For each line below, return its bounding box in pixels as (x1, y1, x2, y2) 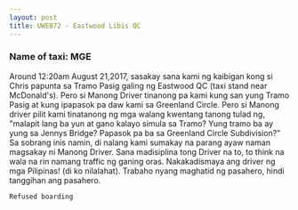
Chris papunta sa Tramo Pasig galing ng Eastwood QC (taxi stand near (9, 80, 268, 91)
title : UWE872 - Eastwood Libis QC (9, 21, 141, 30)
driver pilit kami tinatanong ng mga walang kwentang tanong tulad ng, (9, 109, 265, 119)
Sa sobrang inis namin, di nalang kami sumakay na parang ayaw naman (9, 137, 271, 148)
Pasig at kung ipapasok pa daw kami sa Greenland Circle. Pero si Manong (9, 99, 280, 109)
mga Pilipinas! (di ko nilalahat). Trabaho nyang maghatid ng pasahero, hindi (9, 166, 285, 176)
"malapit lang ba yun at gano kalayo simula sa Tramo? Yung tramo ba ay (9, 117, 274, 129)
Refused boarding (9, 192, 74, 201)
